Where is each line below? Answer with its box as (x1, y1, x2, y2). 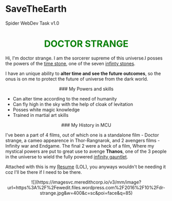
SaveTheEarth (5, 3, 67, 15)
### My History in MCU (61, 122, 111, 128)
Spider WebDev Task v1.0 (5, 20, 60, 26)
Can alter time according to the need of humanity (12, 95, 117, 102)
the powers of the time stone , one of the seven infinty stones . (5, 60, 136, 67)
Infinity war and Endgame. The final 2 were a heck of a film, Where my (5, 143, 155, 149)
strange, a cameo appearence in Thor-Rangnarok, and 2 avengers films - (5, 137, 160, 144)
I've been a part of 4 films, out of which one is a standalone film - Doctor (5, 132, 159, 138)
